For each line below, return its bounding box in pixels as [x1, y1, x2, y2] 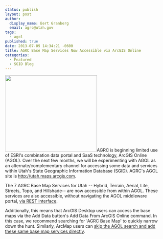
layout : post [5, 12, 32, 17]
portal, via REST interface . [5, 198, 58, 204]
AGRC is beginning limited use [97, 147, 158, 153]
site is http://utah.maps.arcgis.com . [5, 173, 77, 179]
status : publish [5, 7, 38, 12]
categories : [5, 52, 29, 58]
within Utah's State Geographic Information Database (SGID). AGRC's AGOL [5, 168, 158, 174]
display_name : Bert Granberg [9, 21, 69, 26]
